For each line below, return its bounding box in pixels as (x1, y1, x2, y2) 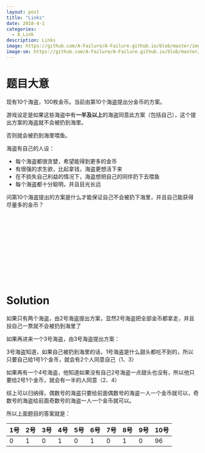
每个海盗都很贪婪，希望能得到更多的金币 (15, 157, 117, 165)
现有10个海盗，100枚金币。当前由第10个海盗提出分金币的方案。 (6, 98, 166, 105)
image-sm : (6, 49, 32, 55)
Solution (6, 293, 50, 307)
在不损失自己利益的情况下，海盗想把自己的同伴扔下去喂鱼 (15, 173, 160, 180)
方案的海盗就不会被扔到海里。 (11, 118, 87, 126)
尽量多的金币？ (6, 201, 44, 208)
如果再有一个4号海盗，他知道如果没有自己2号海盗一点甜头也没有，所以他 (6, 368, 190, 376)
